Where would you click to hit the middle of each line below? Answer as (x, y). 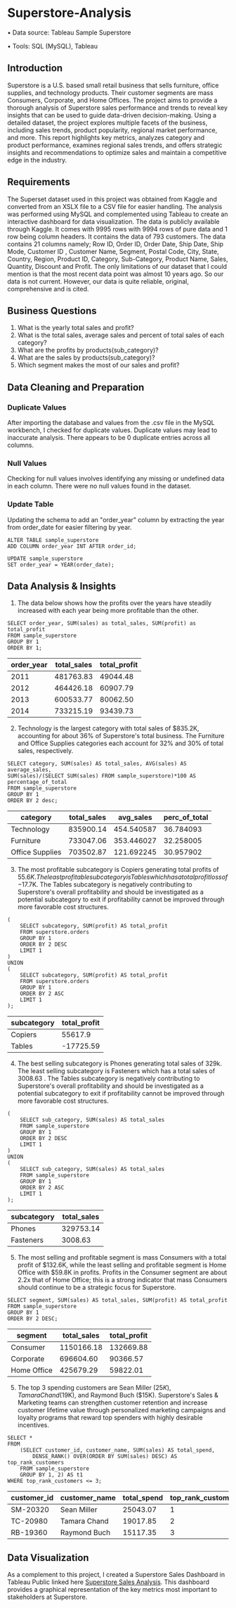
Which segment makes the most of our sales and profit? (98, 365)
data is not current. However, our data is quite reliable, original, (98, 281)
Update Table (31, 505)
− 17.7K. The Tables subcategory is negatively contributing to (105, 885)
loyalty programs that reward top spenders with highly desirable (110, 1418)
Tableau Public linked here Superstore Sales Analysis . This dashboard (108, 1582)
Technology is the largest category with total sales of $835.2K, (108, 728)
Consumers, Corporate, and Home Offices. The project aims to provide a (112, 100)
